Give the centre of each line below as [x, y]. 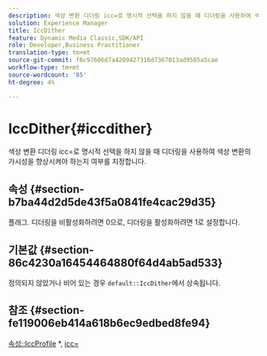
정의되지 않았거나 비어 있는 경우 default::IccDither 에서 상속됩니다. [114, 283]
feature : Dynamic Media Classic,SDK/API [76, 38]
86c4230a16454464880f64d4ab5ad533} [116, 262]
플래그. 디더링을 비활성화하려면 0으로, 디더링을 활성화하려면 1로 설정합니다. [124, 222]
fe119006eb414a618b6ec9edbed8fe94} [109, 323]
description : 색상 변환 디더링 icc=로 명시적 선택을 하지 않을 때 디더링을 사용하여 [130, 16]
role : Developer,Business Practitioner [74, 45]
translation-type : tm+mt [49, 53]
